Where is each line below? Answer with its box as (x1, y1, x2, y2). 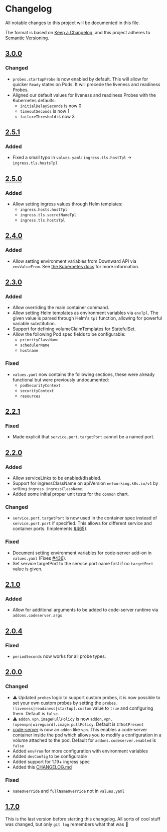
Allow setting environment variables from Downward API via (12, 258, 136, 264)
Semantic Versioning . (5, 35, 49, 41)
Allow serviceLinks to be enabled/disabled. (12, 475, 102, 481)
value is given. (12, 566, 43, 572)
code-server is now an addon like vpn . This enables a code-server (12, 726, 147, 732)
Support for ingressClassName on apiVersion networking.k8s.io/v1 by (12, 480, 158, 486)
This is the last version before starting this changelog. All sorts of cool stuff (5, 816, 160, 822)
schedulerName (20, 343, 50, 348)
